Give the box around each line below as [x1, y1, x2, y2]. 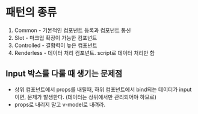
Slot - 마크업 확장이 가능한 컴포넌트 [14, 34, 97, 41]
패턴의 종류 [5, 5, 57, 19]
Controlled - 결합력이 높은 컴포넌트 [14, 42, 97, 49]
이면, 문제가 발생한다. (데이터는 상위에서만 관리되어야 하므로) [14, 93, 157, 100]
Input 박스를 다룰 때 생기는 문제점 [5, 69, 123, 79]
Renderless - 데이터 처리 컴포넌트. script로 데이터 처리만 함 [14, 49, 155, 56]
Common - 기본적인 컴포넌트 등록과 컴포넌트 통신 [14, 27, 131, 34]
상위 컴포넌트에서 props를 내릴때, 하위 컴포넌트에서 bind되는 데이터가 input [14, 86, 192, 93]
